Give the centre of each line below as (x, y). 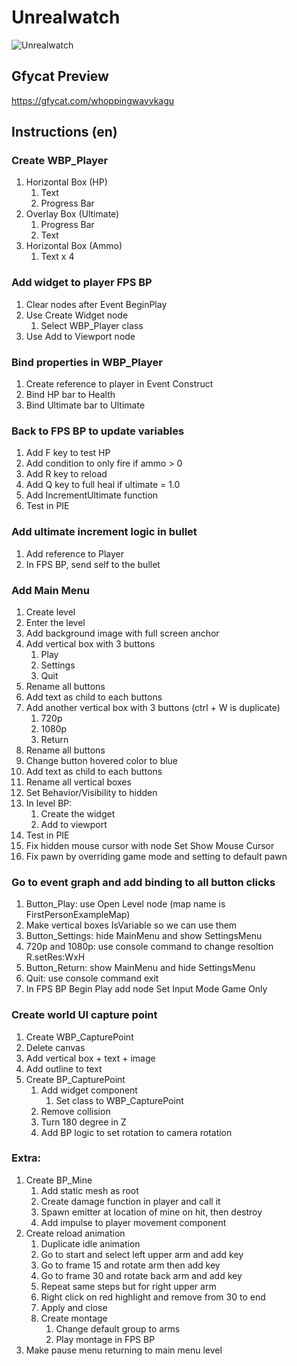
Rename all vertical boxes (78, 782)
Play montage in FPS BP (105, 1339)
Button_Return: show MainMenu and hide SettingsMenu (140, 968)
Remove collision (75, 1111)
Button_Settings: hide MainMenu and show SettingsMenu (144, 936)
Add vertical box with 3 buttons (90, 643)
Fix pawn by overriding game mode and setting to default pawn (156, 856)
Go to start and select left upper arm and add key (142, 1254)
